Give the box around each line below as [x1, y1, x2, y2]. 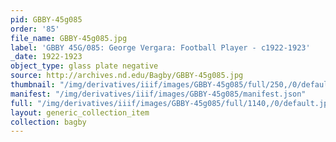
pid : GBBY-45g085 [10, 14, 83, 25]
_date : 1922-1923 [10, 52, 83, 62]
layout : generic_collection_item [10, 107, 150, 118]
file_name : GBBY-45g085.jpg [10, 33, 128, 43]
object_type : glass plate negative [10, 61, 159, 71]
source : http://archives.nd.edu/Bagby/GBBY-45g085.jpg [10, 71, 244, 81]
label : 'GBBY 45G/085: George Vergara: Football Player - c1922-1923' [10, 42, 311, 53]
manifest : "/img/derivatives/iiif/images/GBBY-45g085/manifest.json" [10, 89, 307, 99]
